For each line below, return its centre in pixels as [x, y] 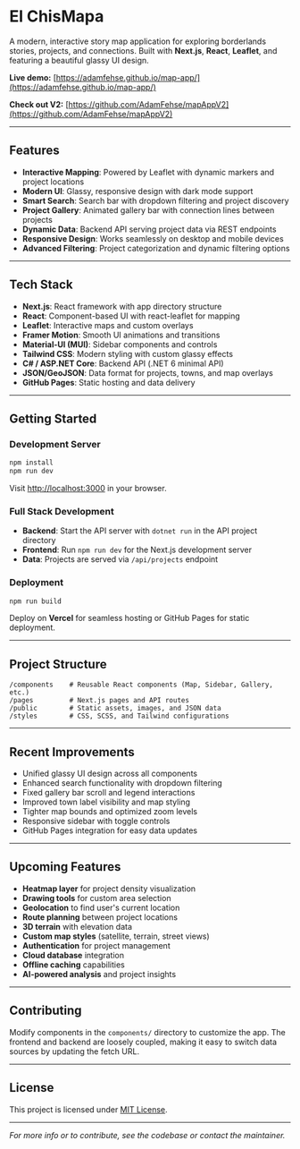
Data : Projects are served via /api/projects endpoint [120, 559]
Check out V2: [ [39, 104]
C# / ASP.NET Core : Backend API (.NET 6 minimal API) [123, 363]
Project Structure [58, 664]
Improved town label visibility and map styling [106, 802]
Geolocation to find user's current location [101, 907]
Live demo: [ [33, 77]
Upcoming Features [65, 867]
